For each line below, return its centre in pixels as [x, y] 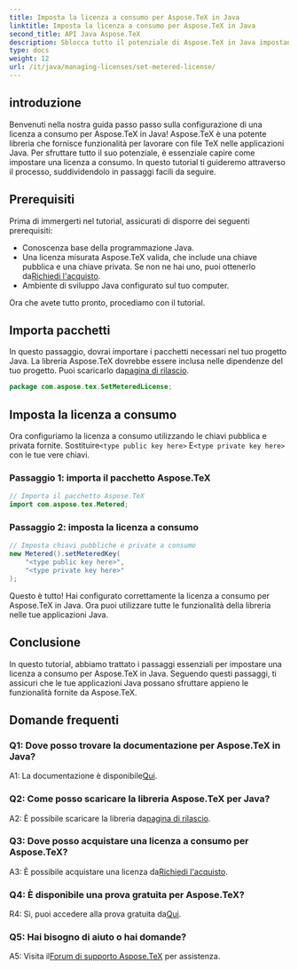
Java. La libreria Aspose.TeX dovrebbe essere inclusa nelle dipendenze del [146, 362]
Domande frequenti [64, 720]
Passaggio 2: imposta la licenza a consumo [104, 527]
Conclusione [45, 643]
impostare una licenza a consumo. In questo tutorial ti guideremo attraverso [147, 162]
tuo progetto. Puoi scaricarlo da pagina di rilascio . [99, 370]
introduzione [45, 103]
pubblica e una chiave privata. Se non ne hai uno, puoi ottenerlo [139, 266]
